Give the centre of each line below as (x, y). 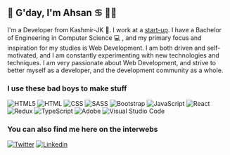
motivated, (23, 55)
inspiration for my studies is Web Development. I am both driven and (107, 48)
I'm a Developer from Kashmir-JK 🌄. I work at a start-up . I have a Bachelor (115, 29)
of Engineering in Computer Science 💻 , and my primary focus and (104, 38)
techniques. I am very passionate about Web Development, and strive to (112, 62)
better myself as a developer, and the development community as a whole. (115, 70)
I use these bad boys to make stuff (67, 88)
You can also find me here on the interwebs (83, 129)
